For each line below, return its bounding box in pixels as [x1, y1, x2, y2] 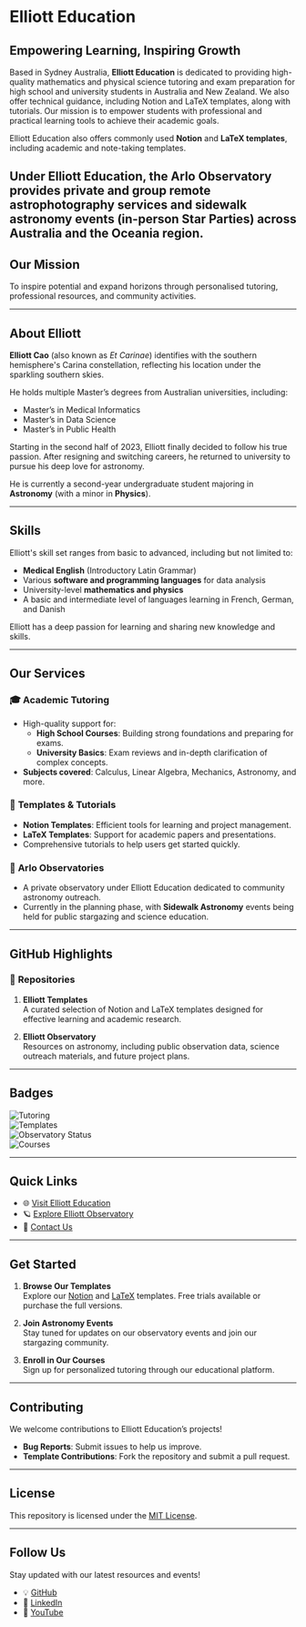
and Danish [22, 603, 66, 614]
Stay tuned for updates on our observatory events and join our [22, 1327, 258, 1338]
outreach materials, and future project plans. [22, 1050, 190, 1061]
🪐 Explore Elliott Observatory [22, 1209, 134, 1220]
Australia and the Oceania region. [9, 226, 204, 241]
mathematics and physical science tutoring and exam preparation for [36, 77, 296, 87]
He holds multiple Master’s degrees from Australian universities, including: [9, 387, 289, 398]
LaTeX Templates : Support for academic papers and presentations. [22, 829, 277, 840]
